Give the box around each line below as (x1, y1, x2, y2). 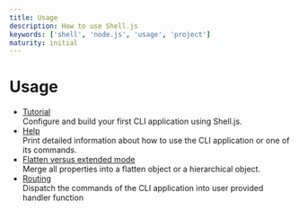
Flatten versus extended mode (22, 154, 136, 165)
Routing (22, 173, 52, 184)
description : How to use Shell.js (9, 22, 139, 31)
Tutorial (22, 107, 51, 118)
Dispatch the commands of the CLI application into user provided (22, 183, 264, 194)
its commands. (22, 144, 78, 155)
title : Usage (9, 13, 58, 22)
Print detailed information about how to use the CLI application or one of (22, 136, 290, 146)
